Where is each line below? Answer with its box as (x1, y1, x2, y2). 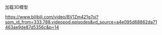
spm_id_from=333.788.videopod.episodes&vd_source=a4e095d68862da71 (5, 19, 158, 25)
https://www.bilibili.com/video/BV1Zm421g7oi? (5, 14, 99, 19)
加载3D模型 (5, 4, 28, 10)
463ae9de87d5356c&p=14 (5, 24, 59, 30)
